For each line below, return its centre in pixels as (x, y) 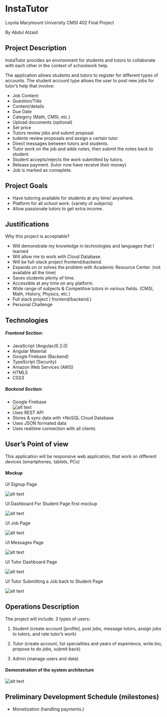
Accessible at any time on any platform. (53, 283)
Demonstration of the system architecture (50, 670)
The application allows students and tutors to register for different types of (82, 75)
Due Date (22, 111)
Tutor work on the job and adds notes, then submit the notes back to (83, 149)
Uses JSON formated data (39, 423)
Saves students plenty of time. (44, 278)
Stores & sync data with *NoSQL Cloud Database (63, 418)
